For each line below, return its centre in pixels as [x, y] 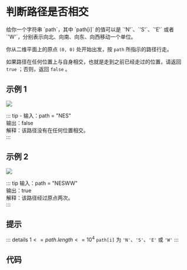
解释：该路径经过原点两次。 [40, 198]
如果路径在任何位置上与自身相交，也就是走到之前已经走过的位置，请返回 [93, 62]
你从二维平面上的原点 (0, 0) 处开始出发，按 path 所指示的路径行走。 [89, 49]
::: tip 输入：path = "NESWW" [42, 183]
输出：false [20, 123]
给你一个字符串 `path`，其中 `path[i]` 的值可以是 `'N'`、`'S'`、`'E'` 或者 [90, 29]
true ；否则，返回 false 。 [38, 69]
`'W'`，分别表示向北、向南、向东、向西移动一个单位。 [71, 36]
